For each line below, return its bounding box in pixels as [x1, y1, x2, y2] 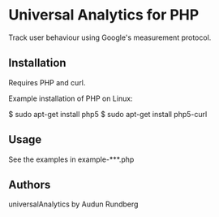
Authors [8, 177, 51, 192]
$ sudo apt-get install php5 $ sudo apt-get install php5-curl [8, 109, 208, 119]
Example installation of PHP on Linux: [8, 93, 133, 103]
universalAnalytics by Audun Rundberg [8, 199, 139, 209]
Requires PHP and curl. [8, 77, 86, 87]
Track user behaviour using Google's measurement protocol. [8, 33, 212, 42]
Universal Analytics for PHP [8, 6, 200, 24]
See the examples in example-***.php [8, 154, 135, 164]
